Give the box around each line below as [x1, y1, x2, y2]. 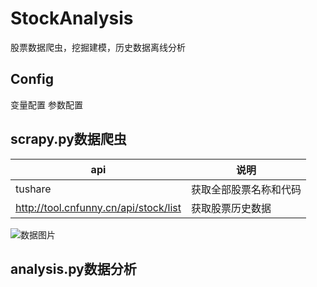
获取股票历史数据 [190, 201, 272, 215]
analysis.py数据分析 [10, 260, 137, 277]
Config [10, 71, 54, 88]
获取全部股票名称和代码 [190, 182, 302, 196]
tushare [15, 182, 52, 196]
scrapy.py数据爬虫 [10, 131, 127, 148]
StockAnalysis [10, 7, 134, 30]
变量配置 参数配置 [10, 98, 83, 111]
